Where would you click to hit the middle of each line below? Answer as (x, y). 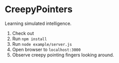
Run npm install (29, 39)
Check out (23, 33)
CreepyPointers (39, 9)
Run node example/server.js (42, 44)
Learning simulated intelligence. (38, 23)
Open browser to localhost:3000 (46, 49)
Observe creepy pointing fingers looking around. (63, 55)
